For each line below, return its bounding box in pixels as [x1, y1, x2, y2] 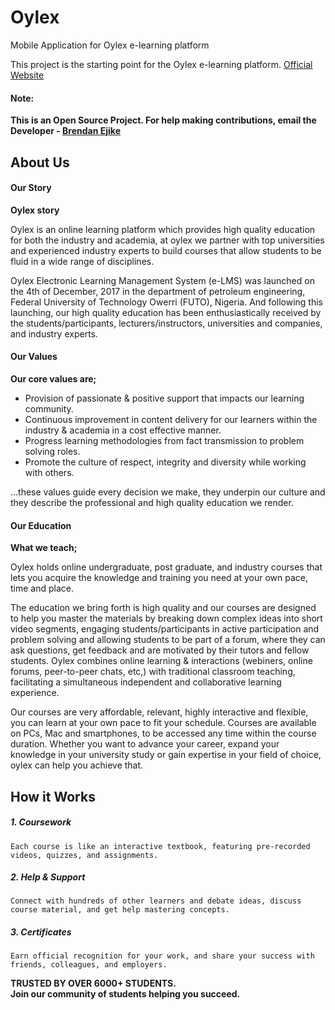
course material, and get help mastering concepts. [10, 905, 230, 915]
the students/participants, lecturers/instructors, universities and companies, [10, 317, 323, 329]
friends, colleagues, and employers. [10, 960, 168, 970]
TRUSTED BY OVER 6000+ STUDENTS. [10, 977, 177, 990]
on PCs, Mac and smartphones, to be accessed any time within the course [10, 727, 317, 740]
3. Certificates [10, 926, 72, 938]
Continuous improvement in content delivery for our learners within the [24, 413, 318, 425]
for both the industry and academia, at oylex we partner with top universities [10, 234, 325, 246]
